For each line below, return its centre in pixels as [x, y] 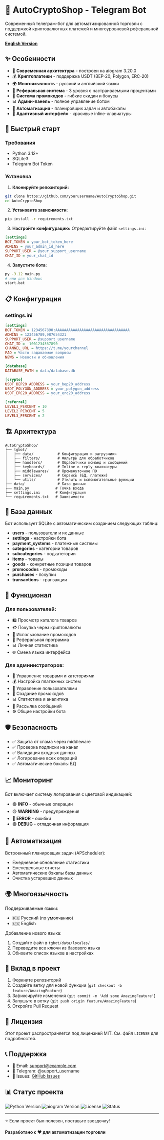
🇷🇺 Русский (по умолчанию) [43, 918]
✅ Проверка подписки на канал [45, 747]
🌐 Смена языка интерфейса [41, 652]
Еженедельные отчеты [36, 867]
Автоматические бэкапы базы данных [52, 873]
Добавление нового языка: [33, 933]
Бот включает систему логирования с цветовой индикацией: [69, 794]
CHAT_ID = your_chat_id [29, 256]
